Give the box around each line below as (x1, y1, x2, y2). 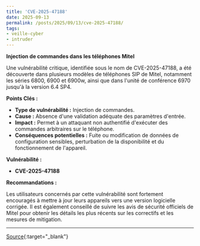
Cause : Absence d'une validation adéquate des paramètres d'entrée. (14, 113, 186, 120)
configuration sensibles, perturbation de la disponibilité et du (14, 138, 165, 145)
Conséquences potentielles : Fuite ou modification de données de (14, 132, 179, 139)
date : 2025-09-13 (6, 14, 49, 20)
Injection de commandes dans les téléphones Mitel (6, 53, 135, 60)
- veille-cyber (6, 31, 44, 37)
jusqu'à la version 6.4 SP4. (6, 83, 72, 90)
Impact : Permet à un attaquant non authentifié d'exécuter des (14, 119, 168, 126)
